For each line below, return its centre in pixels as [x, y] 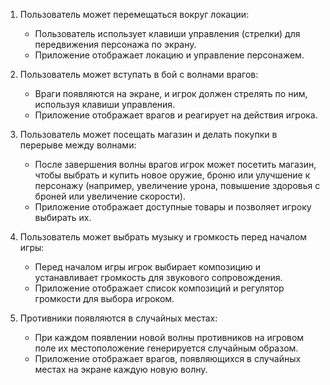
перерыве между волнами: [78, 145]
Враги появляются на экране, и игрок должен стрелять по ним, [171, 93]
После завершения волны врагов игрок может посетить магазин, [175, 164]
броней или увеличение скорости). [110, 196]
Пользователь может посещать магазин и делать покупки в [148, 134]
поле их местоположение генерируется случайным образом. [166, 348]
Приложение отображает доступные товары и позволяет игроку [173, 207]
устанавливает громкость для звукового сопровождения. [158, 277]
